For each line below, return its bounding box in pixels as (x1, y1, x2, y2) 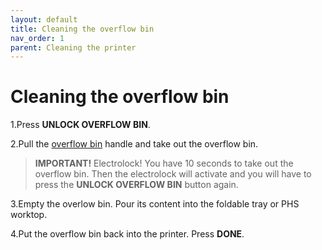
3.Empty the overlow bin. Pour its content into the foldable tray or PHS (10, 198, 300, 210)
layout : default (10, 14, 78, 25)
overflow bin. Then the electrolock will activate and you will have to (34, 168, 312, 180)
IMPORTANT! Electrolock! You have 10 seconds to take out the (34, 157, 294, 170)
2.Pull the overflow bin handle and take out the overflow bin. (10, 138, 259, 150)
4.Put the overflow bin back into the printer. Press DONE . (10, 228, 245, 240)
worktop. (10, 209, 48, 221)
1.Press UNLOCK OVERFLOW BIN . (10, 119, 151, 131)
